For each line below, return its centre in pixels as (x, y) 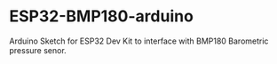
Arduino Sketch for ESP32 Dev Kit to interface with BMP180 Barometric (139, 41)
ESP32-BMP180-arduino (101, 16)
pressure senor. (38, 50)
